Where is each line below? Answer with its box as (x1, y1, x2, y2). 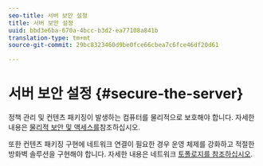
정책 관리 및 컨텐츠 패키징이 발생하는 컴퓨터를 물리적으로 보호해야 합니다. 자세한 (8, 113, 255, 122)
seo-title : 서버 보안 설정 (8, 11, 88, 20)
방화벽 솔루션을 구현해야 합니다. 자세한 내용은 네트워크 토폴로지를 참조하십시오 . (8, 149, 253, 159)
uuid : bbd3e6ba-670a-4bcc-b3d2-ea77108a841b (8, 26, 159, 34)
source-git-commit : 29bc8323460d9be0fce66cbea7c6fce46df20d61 (8, 41, 219, 49)
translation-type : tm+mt (8, 33, 91, 42)
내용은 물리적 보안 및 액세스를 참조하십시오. (8, 122, 141, 132)
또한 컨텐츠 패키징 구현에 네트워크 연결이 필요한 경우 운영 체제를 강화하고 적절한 (8, 140, 255, 149)
